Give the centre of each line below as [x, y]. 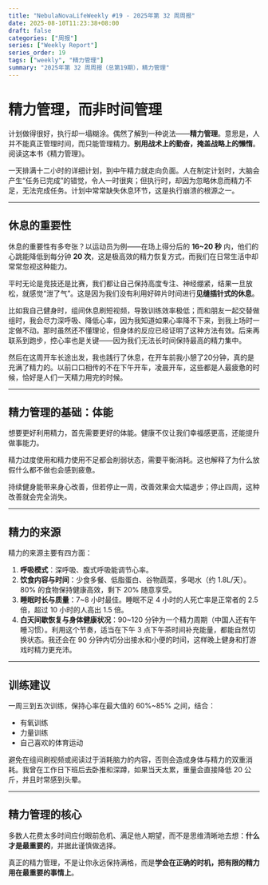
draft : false [30, 30]
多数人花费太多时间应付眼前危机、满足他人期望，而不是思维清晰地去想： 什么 [134, 835]
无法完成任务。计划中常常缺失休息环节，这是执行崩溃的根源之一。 [130, 190]
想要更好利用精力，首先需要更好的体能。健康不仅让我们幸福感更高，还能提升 [134, 433]
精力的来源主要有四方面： [50, 553]
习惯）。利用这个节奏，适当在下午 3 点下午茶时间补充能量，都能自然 [138, 630]
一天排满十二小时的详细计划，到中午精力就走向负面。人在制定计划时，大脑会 [134, 170]
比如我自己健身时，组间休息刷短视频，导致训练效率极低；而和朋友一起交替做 [134, 310]
